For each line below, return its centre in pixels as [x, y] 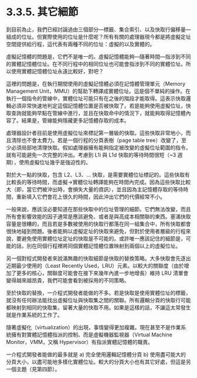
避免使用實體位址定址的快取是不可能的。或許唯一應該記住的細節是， [103, 238]
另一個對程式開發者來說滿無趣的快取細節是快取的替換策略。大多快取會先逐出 [98, 258]
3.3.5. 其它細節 [42, 12]
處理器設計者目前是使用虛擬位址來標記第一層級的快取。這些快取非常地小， [96, 133]
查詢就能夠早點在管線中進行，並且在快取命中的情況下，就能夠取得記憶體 [98, 113]
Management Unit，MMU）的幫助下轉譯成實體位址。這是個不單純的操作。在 [98, 91]
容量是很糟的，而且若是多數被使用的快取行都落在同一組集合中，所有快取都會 [98, 224]
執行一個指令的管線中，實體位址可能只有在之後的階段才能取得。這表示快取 [96, 98]
